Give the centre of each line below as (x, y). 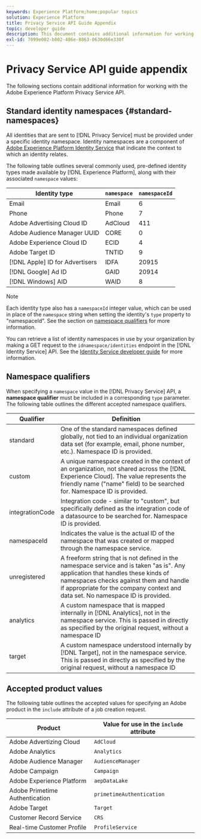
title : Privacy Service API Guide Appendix (61, 23)
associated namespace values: (42, 178)
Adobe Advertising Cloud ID (48, 223)
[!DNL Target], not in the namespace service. (124, 652)
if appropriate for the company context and (121, 588)
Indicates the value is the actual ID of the (118, 533)
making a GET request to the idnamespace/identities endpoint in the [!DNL (99, 345)
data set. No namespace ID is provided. (116, 595)
